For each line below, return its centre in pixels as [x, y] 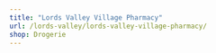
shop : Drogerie [38, 34]
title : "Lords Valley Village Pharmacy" [86, 18]
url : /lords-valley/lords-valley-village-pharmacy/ [108, 26]
